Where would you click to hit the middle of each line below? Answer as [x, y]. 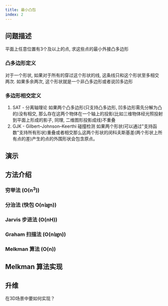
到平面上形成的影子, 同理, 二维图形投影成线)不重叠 [64, 120]
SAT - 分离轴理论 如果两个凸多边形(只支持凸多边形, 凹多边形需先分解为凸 [87, 107]
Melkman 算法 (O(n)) [30, 249]
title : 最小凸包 [20, 10]
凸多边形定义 [21, 63]
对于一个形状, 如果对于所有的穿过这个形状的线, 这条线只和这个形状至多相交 [82, 75]
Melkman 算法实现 [34, 267]
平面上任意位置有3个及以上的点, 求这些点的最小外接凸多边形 [67, 49]
